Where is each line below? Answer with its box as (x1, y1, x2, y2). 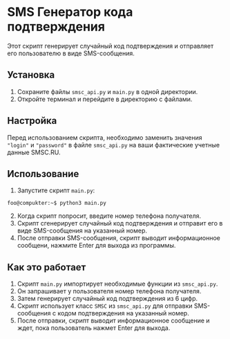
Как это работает (7, 261, 86, 273)
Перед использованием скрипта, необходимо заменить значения (7, 133, 202, 142)
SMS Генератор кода (7, 4, 133, 20)
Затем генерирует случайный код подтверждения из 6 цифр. (17, 295, 198, 303)
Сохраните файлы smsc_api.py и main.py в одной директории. (17, 87, 198, 95)
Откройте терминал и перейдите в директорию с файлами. (17, 95, 193, 103)
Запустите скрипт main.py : (17, 186, 95, 194)
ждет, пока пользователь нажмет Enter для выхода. (17, 324, 171, 332)
